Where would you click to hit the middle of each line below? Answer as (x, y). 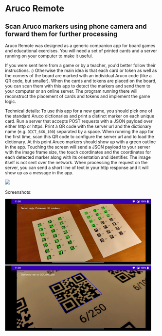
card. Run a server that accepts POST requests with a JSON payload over (79, 121)
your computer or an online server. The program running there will (71, 91)
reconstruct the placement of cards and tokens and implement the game (78, 96)
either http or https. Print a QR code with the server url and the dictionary (78, 126)
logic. (10, 101)
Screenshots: (18, 192)
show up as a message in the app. (39, 173)
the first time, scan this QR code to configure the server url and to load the (80, 137)
